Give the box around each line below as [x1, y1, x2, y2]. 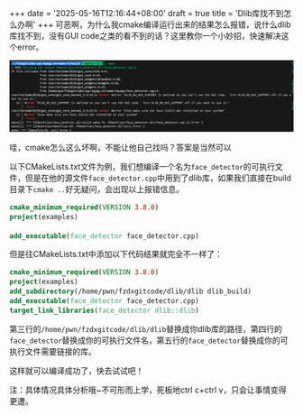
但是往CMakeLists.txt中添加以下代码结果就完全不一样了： [9, 249, 223, 260]
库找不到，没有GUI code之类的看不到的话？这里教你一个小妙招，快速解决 [9, 31, 281, 41]
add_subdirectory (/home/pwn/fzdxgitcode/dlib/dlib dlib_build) [9, 287, 252, 296]
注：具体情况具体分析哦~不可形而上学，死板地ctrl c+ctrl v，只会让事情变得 [9, 384, 287, 395]
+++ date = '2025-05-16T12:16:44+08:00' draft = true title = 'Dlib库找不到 [9, 8, 284, 18]
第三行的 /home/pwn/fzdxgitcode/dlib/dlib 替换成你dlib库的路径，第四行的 [9, 323, 282, 334]
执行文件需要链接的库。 [9, 346, 96, 356]
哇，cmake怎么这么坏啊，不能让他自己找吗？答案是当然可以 [9, 142, 232, 152]
